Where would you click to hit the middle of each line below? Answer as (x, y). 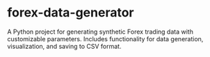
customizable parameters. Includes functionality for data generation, (105, 38)
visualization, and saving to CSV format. (64, 46)
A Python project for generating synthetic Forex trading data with (100, 32)
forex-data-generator (71, 13)
